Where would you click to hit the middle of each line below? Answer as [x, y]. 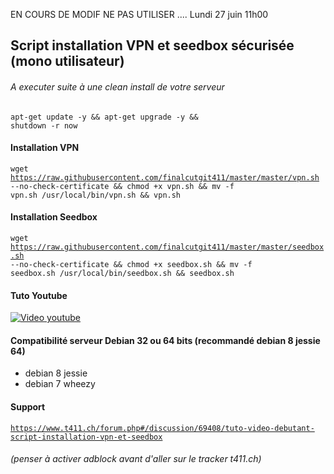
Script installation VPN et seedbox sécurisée [152, 45]
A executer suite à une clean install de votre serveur [117, 86]
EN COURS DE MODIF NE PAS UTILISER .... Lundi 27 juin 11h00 [139, 14]
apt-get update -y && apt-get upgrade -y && [104, 117]
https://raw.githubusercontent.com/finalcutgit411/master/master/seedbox [167, 247]
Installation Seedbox [54, 217]
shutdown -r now [44, 125]
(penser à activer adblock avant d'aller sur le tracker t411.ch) [136, 459]
